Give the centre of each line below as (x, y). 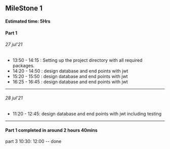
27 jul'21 (14, 45)
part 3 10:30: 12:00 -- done (33, 141)
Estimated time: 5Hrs (28, 21)
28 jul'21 (14, 98)
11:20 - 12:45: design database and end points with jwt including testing (87, 114)
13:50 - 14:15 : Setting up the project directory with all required (77, 60)
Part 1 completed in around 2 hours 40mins (51, 130)
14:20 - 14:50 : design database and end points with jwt (70, 71)
